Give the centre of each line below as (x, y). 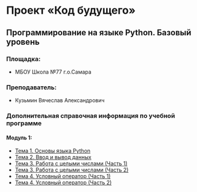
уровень (23, 42)
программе (24, 123)
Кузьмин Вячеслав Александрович (60, 100)
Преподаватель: (31, 87)
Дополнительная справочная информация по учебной (91, 116)
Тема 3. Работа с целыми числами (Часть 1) (71, 164)
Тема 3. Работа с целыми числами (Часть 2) (72, 170)
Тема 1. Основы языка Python (53, 151)
